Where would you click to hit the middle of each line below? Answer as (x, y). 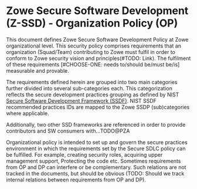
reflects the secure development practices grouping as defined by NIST (93, 95)
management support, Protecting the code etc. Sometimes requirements (94, 161)
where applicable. (28, 113)
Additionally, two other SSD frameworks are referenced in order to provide (96, 124)
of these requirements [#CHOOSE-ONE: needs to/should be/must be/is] (93, 64)
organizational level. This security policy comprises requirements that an (94, 46)
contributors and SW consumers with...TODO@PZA (68, 131)
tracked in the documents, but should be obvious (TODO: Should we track (95, 173)
